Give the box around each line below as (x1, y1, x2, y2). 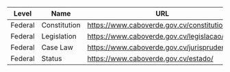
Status (41, 54, 62, 63)
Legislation (41, 32, 77, 40)
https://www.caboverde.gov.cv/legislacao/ (87, 32, 225, 40)
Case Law (41, 43, 74, 52)
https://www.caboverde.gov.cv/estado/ (87, 54, 214, 63)
